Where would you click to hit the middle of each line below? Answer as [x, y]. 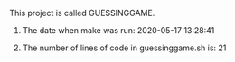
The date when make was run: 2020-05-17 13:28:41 [118, 30]
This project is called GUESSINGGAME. [82, 13]
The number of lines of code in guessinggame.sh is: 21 [124, 48]
